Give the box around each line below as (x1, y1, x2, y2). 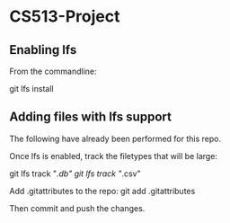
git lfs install (9, 84, 54, 94)
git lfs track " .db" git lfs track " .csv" (9, 168, 141, 179)
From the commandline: (9, 66, 97, 76)
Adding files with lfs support (9, 110, 172, 125)
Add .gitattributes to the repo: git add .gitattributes (9, 185, 196, 196)
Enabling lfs (9, 42, 77, 58)
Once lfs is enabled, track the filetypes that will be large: (9, 150, 218, 161)
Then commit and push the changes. (9, 202, 146, 213)
